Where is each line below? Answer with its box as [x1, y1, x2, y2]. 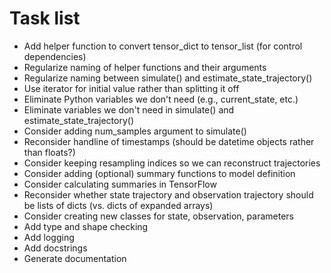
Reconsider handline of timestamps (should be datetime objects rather [23, 135, 315, 147]
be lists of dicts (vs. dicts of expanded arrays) [23, 199, 214, 211]
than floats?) [23, 146, 76, 158]
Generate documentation [23, 252, 127, 264]
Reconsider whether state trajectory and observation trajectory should [23, 188, 314, 201]
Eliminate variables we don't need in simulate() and [23, 103, 235, 116]
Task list [9, 7, 81, 30]
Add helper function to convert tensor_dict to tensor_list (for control [23, 40, 303, 52]
